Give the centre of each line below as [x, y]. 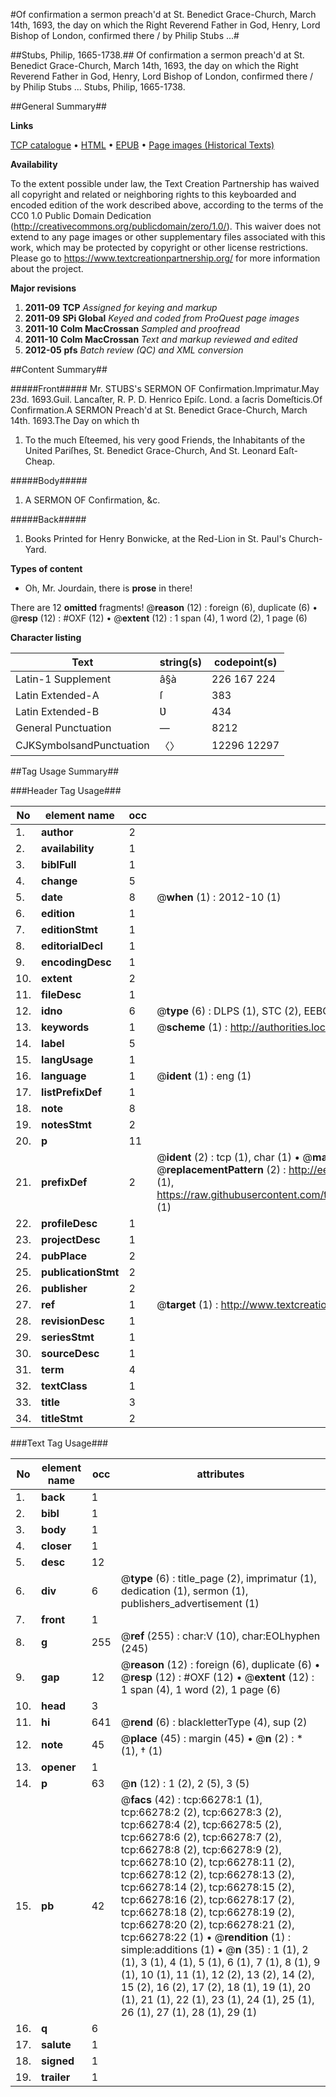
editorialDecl [72, 946]
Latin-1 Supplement [63, 679]
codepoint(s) [245, 662]
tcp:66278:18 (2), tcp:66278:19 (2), [207, 1912]
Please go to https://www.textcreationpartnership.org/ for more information [165, 258]
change [59, 881]
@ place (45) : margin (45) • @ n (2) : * [212, 1738]
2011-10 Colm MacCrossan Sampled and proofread [132, 328]
